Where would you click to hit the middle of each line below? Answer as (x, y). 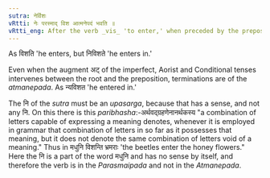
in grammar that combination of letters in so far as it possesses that (120, 130)
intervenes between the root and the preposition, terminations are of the (128, 79)
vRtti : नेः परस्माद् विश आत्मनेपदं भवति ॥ (61, 23)
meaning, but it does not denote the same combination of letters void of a (130, 139)
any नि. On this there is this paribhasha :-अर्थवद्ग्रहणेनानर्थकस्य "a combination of (133, 113)
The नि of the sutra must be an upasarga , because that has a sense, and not (134, 103)
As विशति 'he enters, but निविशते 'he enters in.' (80, 54)
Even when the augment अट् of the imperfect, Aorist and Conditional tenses (133, 70)
